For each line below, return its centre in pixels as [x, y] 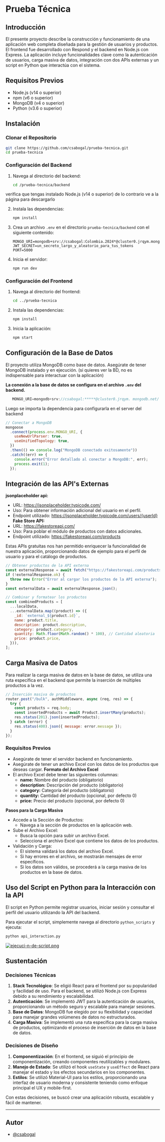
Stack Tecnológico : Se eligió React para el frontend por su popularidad [85, 986]
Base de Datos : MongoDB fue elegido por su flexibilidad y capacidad [82, 1012]
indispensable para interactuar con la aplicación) [55, 375]
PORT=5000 [23, 250]
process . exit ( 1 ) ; [32, 464]
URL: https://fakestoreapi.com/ [44, 526]
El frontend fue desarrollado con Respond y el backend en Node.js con [77, 49]
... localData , [24, 606]
